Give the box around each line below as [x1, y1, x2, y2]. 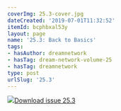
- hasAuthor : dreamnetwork [7, 50, 87, 57]
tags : [7, 43, 23, 50]
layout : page [7, 30, 46, 37]
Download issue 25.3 [14, 96, 76, 105]
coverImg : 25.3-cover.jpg [7, 10, 83, 18]
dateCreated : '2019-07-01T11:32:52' [7, 17, 115, 24]
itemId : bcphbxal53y [7, 23, 69, 30]
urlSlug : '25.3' [7, 76, 55, 83]
